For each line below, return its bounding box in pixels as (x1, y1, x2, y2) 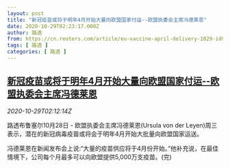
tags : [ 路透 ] (7, 42, 49, 49)
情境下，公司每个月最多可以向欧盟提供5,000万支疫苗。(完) (7, 152, 172, 161)
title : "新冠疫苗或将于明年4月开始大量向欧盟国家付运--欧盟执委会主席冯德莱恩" (7, 16, 207, 23)
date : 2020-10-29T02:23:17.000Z (7, 23, 99, 29)
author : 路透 (7, 29, 42, 36)
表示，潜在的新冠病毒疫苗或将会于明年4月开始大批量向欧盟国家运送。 (7, 130, 203, 138)
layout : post (7, 10, 44, 17)
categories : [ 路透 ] (7, 49, 67, 56)
